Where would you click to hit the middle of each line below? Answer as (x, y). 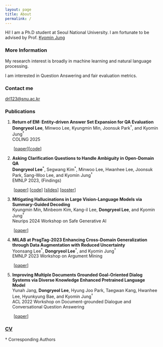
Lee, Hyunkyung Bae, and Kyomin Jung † (53, 296)
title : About (18, 14)
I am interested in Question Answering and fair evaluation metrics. (71, 76)
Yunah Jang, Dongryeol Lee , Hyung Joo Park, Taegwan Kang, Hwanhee (84, 290)
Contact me (19, 88)
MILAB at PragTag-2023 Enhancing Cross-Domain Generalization (80, 240)
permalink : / (18, 19)
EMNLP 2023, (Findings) (37, 180)
